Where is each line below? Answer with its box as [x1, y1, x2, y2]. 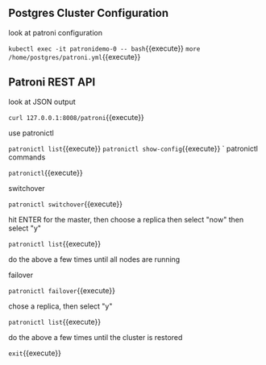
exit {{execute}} [8, 348, 62, 358]
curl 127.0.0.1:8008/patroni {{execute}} [8, 112, 145, 122]
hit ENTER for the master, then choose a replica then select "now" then [8, 214, 244, 224]
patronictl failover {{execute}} [8, 285, 115, 295]
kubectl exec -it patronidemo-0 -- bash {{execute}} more [8, 44, 201, 53]
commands [8, 152, 46, 162]
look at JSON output [8, 97, 77, 106]
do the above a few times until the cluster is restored [8, 332, 183, 342]
